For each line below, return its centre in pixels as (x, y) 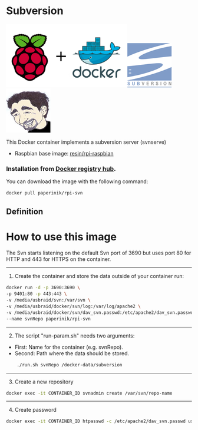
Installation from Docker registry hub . (61, 168)
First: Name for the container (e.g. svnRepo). (69, 347)
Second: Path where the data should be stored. (72, 353)
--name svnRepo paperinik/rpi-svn (49, 319)
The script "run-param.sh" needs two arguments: (75, 335)
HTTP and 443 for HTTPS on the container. (59, 259)
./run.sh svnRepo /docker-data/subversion (70, 365)
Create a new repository (44, 382)
